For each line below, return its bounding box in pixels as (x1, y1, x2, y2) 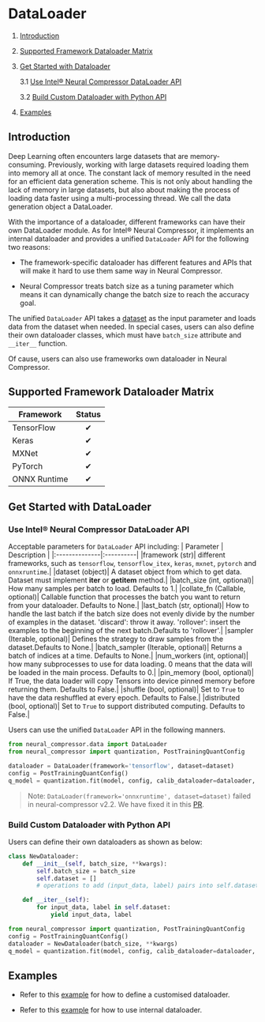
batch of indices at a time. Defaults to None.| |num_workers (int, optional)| (8, 651, 248, 661)
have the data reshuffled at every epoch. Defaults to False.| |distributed (8, 693, 241, 703)
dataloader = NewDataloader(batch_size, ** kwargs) (8, 940, 178, 948)
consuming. (8, 160, 47, 169)
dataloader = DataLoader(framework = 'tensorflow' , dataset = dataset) (8, 762, 235, 770)
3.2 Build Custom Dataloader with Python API (19, 92, 167, 101)
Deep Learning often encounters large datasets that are (8, 151, 188, 160)
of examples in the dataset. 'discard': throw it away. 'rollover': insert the (8, 617, 241, 627)
